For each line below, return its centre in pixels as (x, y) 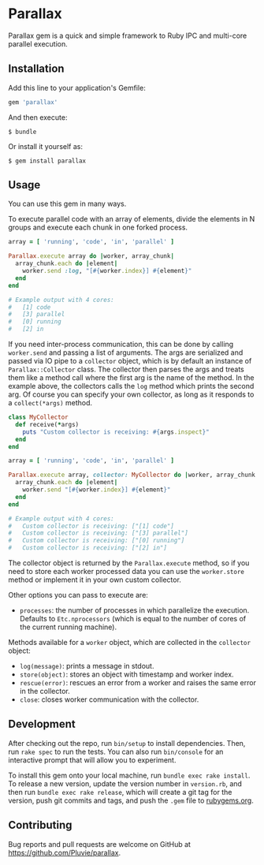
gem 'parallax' (33, 102)
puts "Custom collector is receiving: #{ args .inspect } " (116, 432)
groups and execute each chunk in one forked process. (98, 227)
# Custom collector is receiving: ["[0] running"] (97, 541)
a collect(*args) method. (50, 403)
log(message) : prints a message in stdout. (87, 666)
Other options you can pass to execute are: (78, 595)
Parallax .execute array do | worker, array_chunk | (91, 256)
